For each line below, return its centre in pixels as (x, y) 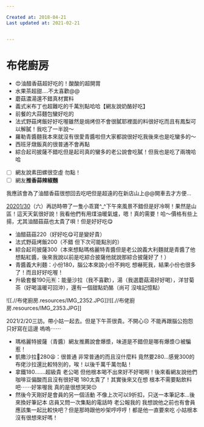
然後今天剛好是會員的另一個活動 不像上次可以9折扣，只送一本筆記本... (102, 394)
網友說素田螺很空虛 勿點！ (48, 172)
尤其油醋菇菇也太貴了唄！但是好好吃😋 (65, 221)
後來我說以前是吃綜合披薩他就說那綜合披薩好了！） (106, 257)
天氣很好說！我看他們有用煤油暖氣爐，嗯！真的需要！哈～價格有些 (110, 213)
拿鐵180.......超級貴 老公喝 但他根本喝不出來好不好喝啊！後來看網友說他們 (106, 372)
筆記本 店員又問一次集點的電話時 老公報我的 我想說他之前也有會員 (113, 402)
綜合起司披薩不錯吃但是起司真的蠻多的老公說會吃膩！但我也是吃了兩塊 (103, 152)
